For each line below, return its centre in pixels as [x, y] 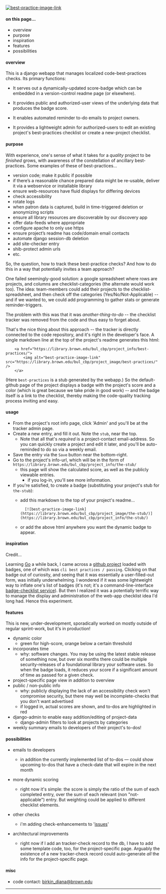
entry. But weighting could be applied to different [95, 800]
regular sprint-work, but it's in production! [48, 629]
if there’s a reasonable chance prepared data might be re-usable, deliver [86, 180]
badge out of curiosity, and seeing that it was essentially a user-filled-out [80, 575]
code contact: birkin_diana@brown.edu [52, 882]
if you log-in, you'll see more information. [69, 480]
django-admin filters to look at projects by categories [74, 722]
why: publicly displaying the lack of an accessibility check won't [85, 691]
